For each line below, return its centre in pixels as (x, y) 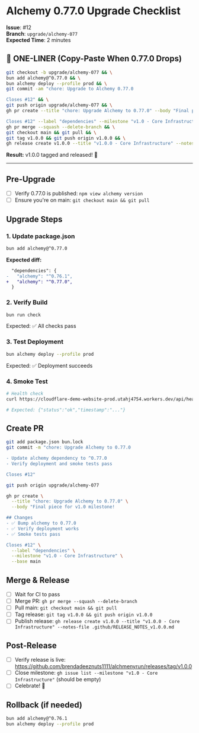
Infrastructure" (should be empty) (58, 680)
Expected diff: (24, 260)
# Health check (25, 393)
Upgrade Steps (34, 219)
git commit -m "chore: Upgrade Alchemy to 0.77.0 (69, 448)
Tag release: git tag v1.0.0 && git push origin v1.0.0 (84, 614)
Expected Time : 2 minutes (38, 40)
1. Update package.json (41, 236)
